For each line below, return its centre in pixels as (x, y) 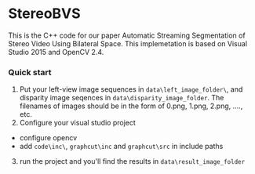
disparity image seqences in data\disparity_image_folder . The (122, 98)
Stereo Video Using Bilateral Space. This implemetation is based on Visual (128, 43)
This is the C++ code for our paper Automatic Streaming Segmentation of (127, 35)
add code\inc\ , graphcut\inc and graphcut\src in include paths (121, 147)
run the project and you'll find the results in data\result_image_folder (132, 161)
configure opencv (48, 138)
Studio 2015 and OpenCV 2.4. (56, 52)
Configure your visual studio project (77, 123)
